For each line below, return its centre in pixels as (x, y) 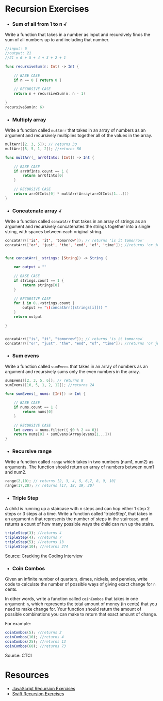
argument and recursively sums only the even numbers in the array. (73, 371)
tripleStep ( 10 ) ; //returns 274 (37, 547)
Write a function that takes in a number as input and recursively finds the (78, 34)
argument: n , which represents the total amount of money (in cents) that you (81, 604)
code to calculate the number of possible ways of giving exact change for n (81, 584)
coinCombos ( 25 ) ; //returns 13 (36, 642)
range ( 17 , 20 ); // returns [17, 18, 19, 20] (50, 486)
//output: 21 (18, 53)
